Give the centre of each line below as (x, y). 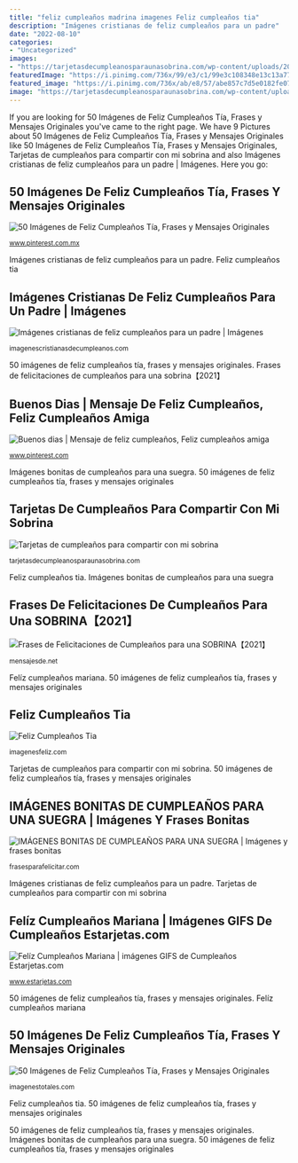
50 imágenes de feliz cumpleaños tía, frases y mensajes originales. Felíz (141, 998)
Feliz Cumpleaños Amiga (79, 418)
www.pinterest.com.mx (44, 244)
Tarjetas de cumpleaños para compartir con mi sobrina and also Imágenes (145, 154)
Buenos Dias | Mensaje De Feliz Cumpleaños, (136, 404)
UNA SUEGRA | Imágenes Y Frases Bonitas (129, 820)
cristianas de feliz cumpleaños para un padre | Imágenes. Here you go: (139, 164)
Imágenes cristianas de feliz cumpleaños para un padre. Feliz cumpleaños (145, 260)
